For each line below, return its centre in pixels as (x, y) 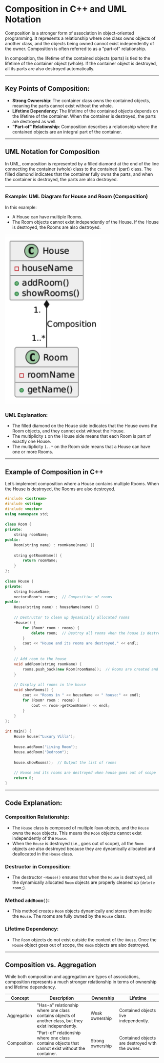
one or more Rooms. (33, 452)
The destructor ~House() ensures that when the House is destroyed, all (82, 877)
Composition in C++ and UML (66, 9)
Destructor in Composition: (38, 866)
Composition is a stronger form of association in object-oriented (70, 33)
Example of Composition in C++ (54, 472)
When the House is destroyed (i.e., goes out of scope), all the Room (78, 843)
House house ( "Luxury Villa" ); (45, 737)
